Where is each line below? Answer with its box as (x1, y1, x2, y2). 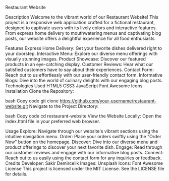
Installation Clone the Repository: (5, 88, 74, 94)
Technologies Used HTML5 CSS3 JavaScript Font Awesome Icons (5, 83, 143, 89)
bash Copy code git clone (5, 98, 59, 104)
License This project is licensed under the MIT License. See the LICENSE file (5, 166, 164, 171)
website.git (5, 103, 28, 109)
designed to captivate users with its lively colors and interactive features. (5, 25, 157, 31)
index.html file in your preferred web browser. (5, 118, 100, 124)
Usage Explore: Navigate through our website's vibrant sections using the (5, 128, 158, 134)
